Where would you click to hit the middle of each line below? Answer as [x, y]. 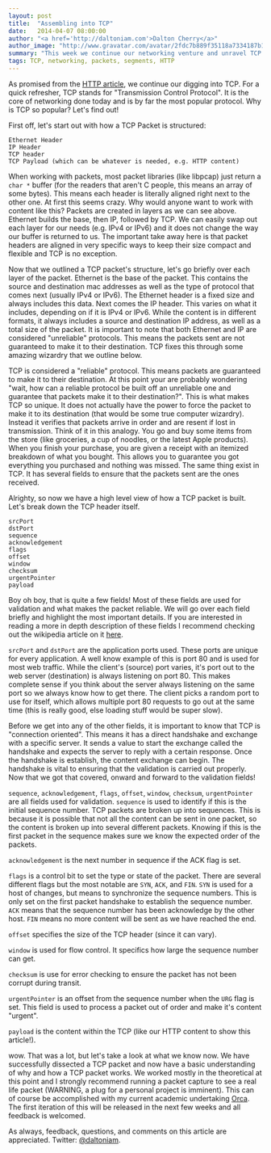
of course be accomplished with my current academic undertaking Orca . [129, 1098]
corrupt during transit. [45, 983]
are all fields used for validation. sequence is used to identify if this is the [128, 802]
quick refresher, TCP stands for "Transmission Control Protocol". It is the [129, 92]
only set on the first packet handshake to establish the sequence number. [130, 901]
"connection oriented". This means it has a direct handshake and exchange [133, 734]
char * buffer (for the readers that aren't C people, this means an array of [130, 185]
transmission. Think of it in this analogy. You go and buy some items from [130, 431]
